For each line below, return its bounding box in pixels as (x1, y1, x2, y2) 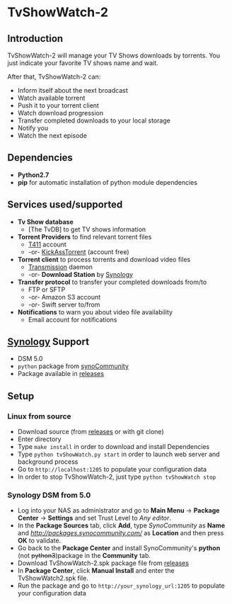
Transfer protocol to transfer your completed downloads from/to (17, 278, 207, 286)
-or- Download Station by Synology (28, 270, 133, 278)
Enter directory (17, 435, 62, 443)
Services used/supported (7, 199, 123, 211)
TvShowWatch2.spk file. (17, 574, 88, 583)
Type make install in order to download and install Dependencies (17, 443, 210, 451)
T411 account (28, 240, 67, 249)
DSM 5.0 (17, 355, 43, 363)
